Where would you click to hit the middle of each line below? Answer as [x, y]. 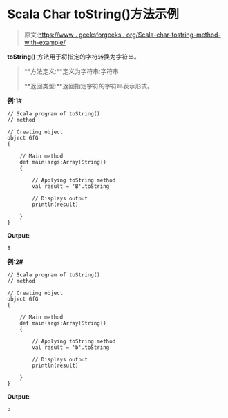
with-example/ [45, 42]
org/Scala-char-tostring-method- [173, 35]
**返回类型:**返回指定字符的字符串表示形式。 [88, 86]
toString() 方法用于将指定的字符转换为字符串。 [74, 57]
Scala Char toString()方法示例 [93, 14]
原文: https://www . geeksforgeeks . [74, 35]
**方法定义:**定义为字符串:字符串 [71, 71]
